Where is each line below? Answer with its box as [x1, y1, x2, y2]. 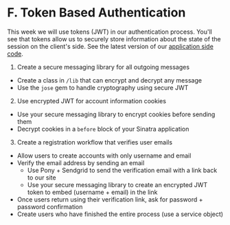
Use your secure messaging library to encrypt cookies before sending [16, 110, 216, 118]
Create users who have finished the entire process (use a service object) [16, 210, 224, 218]
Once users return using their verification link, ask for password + [16, 195, 203, 204]
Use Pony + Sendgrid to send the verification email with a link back [27, 166, 218, 174]
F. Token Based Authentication [7, 5, 186, 21]
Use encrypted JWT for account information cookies [16, 96, 167, 105]
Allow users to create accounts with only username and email [16, 151, 192, 160]
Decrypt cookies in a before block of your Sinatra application [16, 125, 189, 133]
